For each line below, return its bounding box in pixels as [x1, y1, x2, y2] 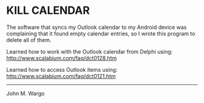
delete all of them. [6, 36, 52, 43]
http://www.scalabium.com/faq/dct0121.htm [6, 72, 116, 80]
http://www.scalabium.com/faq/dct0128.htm [6, 54, 117, 61]
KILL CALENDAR [6, 4, 90, 17]
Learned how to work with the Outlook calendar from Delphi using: [6, 48, 173, 55]
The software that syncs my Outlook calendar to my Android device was [6, 23, 187, 31]
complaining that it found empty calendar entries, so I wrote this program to [6, 30, 195, 37]
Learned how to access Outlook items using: [6, 66, 118, 73]
